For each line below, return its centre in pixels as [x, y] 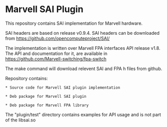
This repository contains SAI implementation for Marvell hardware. [74, 23]
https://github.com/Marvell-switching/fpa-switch [56, 58]
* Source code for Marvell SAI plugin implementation [63, 87]
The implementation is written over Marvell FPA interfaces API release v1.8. [83, 48]
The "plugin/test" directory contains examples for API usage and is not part [83, 114]
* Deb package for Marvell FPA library [47, 105]
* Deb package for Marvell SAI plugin [46, 96]
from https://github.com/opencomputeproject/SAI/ [57, 38]
